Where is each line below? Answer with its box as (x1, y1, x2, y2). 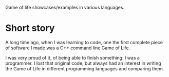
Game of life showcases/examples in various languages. (5, 5, 125, 10)
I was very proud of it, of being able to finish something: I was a (5, 54, 140, 61)
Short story (5, 23, 55, 34)
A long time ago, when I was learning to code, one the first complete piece (5, 39, 163, 45)
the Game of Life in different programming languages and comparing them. (5, 65, 164, 71)
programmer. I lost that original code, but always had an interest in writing (5, 60, 161, 66)
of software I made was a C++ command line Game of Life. (5, 45, 130, 51)
